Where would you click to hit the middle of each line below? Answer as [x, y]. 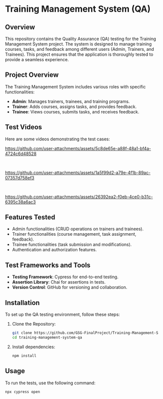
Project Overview [32, 75]
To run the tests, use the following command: [50, 383]
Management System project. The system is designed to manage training [78, 44]
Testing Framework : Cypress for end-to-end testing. [65, 277]
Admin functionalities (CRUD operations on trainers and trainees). [78, 229]
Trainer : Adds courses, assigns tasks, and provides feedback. [74, 107]
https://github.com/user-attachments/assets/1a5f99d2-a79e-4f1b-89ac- [78, 173]
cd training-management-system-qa [47, 337]
